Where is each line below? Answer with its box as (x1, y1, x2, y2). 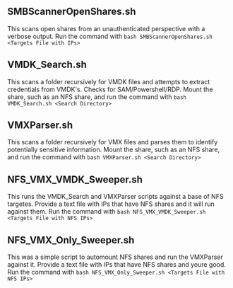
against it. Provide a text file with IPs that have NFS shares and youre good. (7, 260, 226, 269)
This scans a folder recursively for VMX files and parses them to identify (7, 138, 218, 146)
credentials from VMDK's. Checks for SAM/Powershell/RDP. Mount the (7, 85, 213, 93)
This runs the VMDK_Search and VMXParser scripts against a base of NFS (7, 192, 224, 201)
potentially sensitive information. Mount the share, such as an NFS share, (7, 145, 220, 154)
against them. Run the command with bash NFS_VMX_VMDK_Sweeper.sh (7, 207, 206, 216)
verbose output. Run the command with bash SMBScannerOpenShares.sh (7, 32, 213, 40)
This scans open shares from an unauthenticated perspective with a (7, 24, 205, 33)
